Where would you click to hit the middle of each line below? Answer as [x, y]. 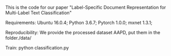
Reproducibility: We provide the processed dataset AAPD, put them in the [83, 32]
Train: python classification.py [37, 48]
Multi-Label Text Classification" [39, 13]
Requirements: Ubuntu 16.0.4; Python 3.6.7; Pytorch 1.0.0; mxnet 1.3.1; [79, 23]
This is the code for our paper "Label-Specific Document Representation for [86, 7]
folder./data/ [18, 38]
